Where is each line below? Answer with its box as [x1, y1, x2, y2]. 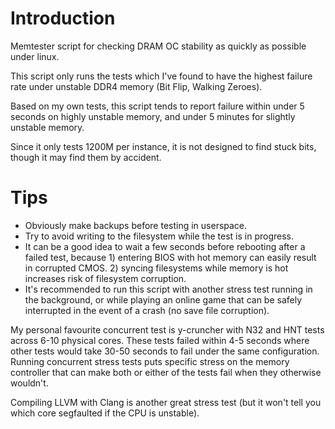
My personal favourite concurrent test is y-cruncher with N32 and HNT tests [10, 323, 325, 336]
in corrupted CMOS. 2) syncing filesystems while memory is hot [24, 262, 289, 274]
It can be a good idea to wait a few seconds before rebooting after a [24, 240, 306, 252]
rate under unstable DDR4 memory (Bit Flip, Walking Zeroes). [10, 80, 263, 92]
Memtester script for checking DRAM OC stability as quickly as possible [10, 40, 307, 52]
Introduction [10, 7, 116, 30]
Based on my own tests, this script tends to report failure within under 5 [10, 100, 305, 112]
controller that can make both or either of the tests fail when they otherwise [10, 366, 322, 378]
